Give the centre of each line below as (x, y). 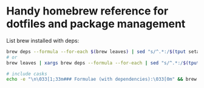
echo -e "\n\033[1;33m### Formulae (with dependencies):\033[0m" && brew (102, 80)
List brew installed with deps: (43, 40)
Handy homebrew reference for (87, 11)
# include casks (27, 74)
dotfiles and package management (96, 24)
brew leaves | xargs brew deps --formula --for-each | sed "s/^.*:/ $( (97, 63)
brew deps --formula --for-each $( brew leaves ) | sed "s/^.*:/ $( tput (96, 52)
